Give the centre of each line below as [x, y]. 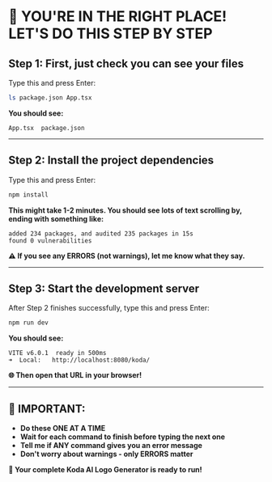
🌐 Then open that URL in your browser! [75, 375]
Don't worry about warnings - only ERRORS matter [106, 454]
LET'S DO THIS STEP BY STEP [110, 34]
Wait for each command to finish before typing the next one [122, 437]
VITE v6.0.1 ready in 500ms [57, 353]
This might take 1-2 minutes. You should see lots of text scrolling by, [125, 210]
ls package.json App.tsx [50, 98]
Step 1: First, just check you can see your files [126, 63]
